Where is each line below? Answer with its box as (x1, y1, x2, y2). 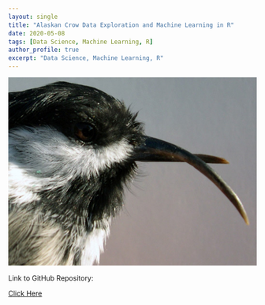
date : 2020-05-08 (8, 29, 65, 37)
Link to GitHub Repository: (8, 273, 94, 283)
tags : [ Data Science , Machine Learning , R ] (8, 38, 154, 46)
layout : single (8, 13, 58, 20)
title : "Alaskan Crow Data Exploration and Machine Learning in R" (8, 20, 235, 29)
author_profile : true (8, 46, 80, 54)
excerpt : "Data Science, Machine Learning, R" (8, 54, 164, 62)
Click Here (8, 288, 43, 298)
